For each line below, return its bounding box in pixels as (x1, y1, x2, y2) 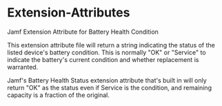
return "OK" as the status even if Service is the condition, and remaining (7, 83, 212, 92)
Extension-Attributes (7, 5, 130, 21)
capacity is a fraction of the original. (7, 91, 110, 99)
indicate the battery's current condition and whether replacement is (7, 55, 199, 63)
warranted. (7, 63, 39, 71)
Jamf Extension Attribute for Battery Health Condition (7, 28, 159, 36)
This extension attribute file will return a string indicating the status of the (7, 41, 215, 49)
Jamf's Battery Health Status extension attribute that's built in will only (7, 76, 207, 84)
